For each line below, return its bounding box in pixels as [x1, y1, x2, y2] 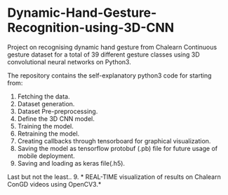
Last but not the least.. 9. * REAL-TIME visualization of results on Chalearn [7, 173, 221, 181]
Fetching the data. [17, 92, 70, 101]
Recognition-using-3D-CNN [7, 20, 175, 36]
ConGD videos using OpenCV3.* [7, 180, 102, 188]
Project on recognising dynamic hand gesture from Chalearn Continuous [7, 43, 217, 51]
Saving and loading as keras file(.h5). [17, 159, 125, 167]
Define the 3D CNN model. [17, 114, 95, 123]
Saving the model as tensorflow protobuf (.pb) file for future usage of [17, 144, 218, 152]
